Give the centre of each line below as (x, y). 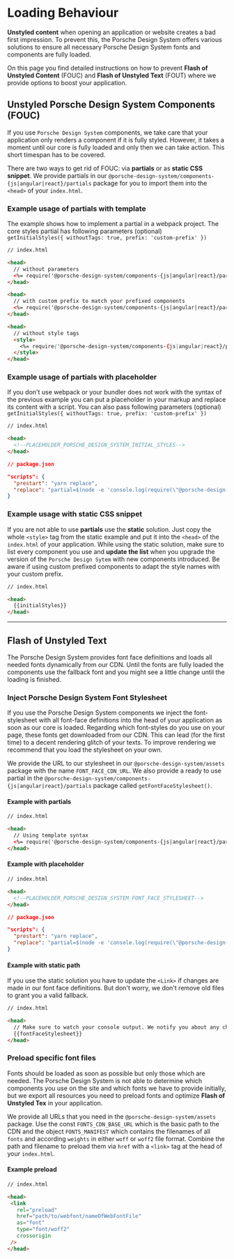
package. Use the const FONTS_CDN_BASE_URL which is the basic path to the (113, 1124)
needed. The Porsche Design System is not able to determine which (105, 1080)
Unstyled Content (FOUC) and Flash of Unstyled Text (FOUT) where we (112, 75)
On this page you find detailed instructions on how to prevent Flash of (108, 68)
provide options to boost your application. (67, 82)
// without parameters (46, 269)
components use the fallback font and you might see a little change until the (116, 672)
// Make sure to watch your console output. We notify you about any (116, 1027)
